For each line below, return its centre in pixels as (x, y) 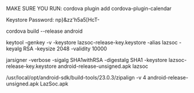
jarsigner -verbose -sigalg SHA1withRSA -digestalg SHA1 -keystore (87, 60)
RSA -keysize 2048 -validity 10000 (65, 49)
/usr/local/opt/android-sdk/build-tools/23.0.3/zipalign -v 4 (76, 77)
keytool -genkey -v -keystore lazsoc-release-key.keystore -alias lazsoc (92, 42)
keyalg (14, 49)
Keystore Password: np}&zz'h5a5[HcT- (53, 20)
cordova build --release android (44, 31)
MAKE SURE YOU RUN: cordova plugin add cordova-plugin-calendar (89, 8)
